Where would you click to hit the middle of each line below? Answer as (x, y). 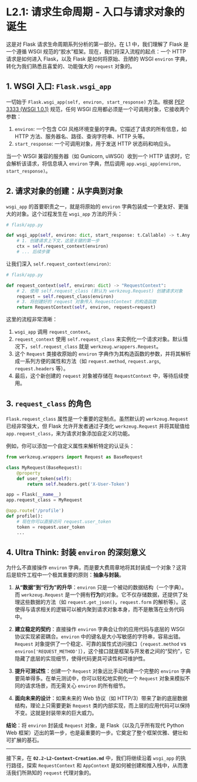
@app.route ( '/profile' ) (35, 511)
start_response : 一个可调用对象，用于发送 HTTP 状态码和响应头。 (94, 143)
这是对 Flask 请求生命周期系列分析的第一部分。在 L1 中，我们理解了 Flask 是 (97, 44)
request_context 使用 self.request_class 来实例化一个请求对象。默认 (98, 339)
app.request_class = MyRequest (44, 500)
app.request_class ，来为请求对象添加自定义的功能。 (69, 433)
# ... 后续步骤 (33, 252)
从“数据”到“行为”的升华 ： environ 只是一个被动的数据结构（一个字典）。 (101, 588)
